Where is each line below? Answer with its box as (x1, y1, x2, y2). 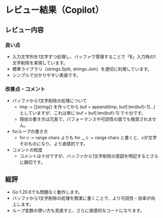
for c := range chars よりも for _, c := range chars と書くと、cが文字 (19, 135, 157, 141)
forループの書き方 (12, 128, 48, 134)
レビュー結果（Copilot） (5, 4, 104, 16)
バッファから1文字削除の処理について (12, 98, 87, 104)
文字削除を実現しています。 (12, 60, 68, 65)
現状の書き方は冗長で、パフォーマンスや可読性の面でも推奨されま (19, 116, 153, 122)
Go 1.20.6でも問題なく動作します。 (12, 189, 83, 195)
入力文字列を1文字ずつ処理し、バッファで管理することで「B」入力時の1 (12, 54, 156, 60)
